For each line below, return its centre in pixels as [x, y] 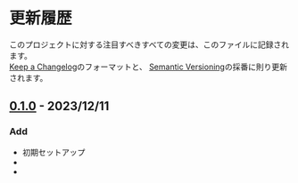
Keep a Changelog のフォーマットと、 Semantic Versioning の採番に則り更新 [149, 67]
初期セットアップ [54, 152]
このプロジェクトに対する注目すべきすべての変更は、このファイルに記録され [149, 44]
